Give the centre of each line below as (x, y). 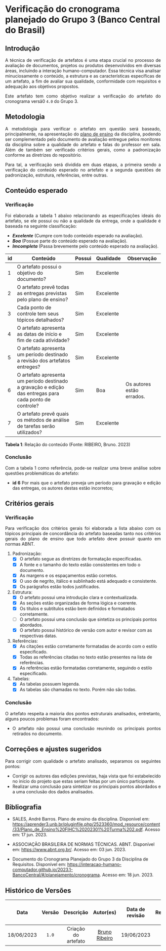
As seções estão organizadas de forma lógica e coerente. (78, 603)
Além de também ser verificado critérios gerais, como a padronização (83, 150)
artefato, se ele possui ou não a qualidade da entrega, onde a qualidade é (83, 220)
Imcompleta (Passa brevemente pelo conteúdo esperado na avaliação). (85, 246)
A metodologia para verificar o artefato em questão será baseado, (83, 129)
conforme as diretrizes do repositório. (44, 155)
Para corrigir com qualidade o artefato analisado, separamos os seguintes (83, 761)
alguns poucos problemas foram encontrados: (52, 719)
